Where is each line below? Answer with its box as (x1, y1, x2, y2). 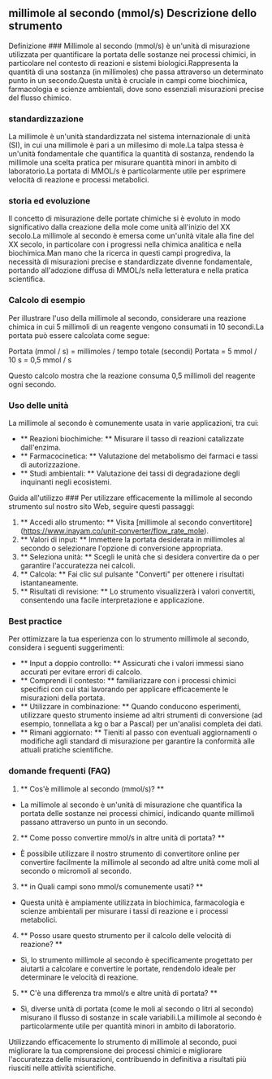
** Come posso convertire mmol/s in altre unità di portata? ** (19, 832, 225, 842)
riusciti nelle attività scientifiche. (8, 1063, 116, 1072)
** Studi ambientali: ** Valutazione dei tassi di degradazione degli (19, 468, 240, 478)
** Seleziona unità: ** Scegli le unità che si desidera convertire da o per (19, 552, 260, 561)
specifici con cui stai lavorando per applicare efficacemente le (19, 684, 229, 695)
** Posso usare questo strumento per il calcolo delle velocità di (19, 930, 231, 940)
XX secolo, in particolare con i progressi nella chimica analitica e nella (8, 239, 242, 249)
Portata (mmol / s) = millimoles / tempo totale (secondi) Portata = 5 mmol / (8, 346, 257, 356)
